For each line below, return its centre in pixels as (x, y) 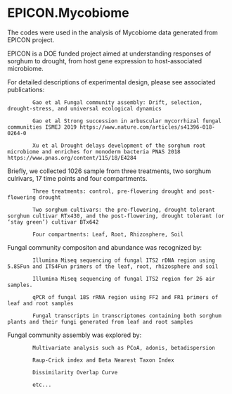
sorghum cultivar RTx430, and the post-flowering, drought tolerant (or (116, 216)
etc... (42, 385)
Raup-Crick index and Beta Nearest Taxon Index (103, 360)
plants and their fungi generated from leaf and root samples (100, 322)
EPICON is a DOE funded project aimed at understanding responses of (109, 53)
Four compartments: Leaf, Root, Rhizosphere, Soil (108, 234)
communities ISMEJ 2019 (42, 127)
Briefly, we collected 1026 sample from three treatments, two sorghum (109, 171)
